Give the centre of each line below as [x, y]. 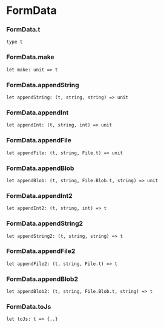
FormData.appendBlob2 [42, 279]
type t [15, 42]
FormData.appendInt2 [39, 195]
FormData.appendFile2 [41, 251]
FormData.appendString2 [45, 223]
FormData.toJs [29, 307]
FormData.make [30, 57]
